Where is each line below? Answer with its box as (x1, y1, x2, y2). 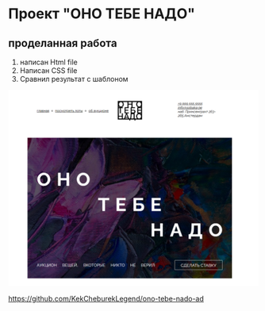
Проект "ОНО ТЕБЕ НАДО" (8, 5, 196, 23)
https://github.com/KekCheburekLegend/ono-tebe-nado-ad (8, 294, 205, 303)
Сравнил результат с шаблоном (19, 75, 129, 83)
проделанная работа (8, 36, 117, 50)
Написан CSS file (19, 66, 78, 75)
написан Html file (19, 57, 78, 67)
